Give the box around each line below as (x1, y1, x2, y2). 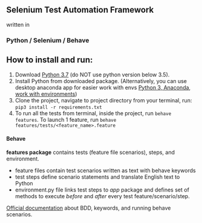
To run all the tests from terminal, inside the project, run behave (15, 109, 172, 117)
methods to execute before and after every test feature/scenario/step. (15, 192, 190, 199)
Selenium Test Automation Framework (6, 5, 154, 15)
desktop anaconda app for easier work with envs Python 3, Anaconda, (15, 84, 191, 91)
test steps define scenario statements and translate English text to (15, 173, 180, 181)
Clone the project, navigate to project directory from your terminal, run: (15, 96, 192, 104)
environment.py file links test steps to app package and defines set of (15, 186, 189, 193)
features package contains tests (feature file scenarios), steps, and (6, 148, 175, 156)
